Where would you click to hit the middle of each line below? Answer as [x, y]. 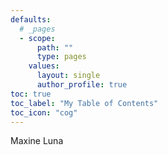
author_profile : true [82, 85]
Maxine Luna [37, 141]
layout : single [68, 76]
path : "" [55, 47]
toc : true [31, 94]
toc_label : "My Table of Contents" [84, 103]
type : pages [61, 57]
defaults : [31, 19]
